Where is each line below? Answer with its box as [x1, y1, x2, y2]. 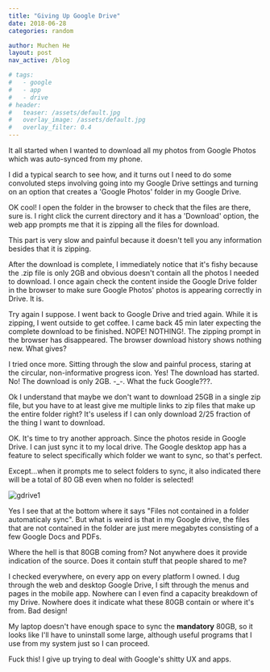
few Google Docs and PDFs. [8, 532, 102, 541]
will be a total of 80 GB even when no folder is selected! [8, 475, 194, 484]
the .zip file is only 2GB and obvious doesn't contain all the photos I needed [8, 268, 260, 278]
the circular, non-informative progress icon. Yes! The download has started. [8, 368, 260, 378]
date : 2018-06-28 [8, 19, 67, 27]
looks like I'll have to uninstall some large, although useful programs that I [8, 630, 252, 640]
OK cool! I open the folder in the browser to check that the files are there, [8, 202, 251, 212]
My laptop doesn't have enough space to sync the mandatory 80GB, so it [8, 622, 254, 631]
